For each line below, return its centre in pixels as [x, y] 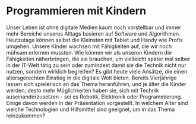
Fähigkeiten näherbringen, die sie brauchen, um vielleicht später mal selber [98, 59]
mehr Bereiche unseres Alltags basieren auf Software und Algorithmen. [93, 33]
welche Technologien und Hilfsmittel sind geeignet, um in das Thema [91, 109]
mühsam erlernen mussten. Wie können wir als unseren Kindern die [89, 52]
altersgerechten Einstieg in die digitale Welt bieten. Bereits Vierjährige [91, 78]
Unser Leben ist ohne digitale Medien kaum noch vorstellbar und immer [94, 27]
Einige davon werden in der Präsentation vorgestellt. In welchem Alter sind [97, 103]
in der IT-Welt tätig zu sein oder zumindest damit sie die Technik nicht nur [96, 65]
